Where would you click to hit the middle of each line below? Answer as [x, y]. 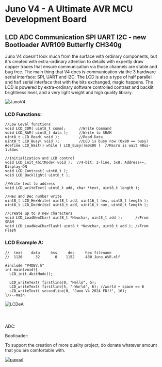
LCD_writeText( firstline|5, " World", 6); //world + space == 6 [77, 287]
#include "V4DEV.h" [25, 265]
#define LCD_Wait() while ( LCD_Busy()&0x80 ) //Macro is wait [71, 146]
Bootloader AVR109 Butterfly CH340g [64, 45]
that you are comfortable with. [35, 350]
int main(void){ [21, 270]
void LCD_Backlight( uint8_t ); [38, 176]
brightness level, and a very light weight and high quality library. [69, 92]
